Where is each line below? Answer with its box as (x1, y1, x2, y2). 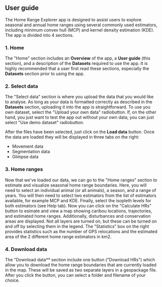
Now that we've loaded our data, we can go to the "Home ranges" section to (5, 177, 158, 183)
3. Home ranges (5, 166, 44, 173)
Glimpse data (12, 154, 39, 159)
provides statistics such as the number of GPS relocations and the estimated (5, 228, 158, 234)
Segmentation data (12, 149, 50, 155)
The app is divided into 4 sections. (5, 32, 74, 38)
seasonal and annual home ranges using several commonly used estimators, (5, 22, 158, 28)
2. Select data (5, 83, 38, 90)
